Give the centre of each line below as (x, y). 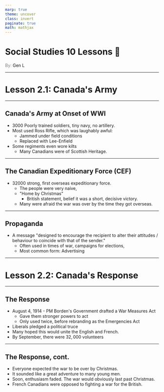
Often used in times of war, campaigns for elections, (72, 246)
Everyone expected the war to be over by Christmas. (65, 369)
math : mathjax (20, 28)
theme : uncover (20, 14)
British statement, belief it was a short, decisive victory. (82, 199)
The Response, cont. (37, 357)
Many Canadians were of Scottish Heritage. (63, 151)
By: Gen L (15, 65)
